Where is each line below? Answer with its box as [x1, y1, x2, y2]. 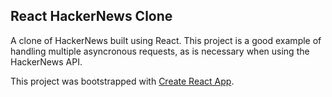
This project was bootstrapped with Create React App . [10, 75, 235, 87]
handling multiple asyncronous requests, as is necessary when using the [10, 45, 310, 57]
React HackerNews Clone [10, 8, 173, 25]
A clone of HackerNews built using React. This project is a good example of [10, 34, 322, 46]
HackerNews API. [10, 55, 83, 68]
